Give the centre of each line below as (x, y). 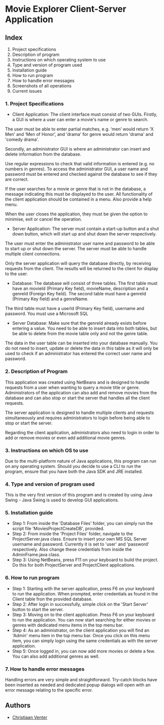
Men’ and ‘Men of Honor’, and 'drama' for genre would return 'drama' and (79, 134)
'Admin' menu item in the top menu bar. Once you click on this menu (81, 635)
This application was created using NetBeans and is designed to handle (77, 382)
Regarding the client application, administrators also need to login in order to (82, 432)
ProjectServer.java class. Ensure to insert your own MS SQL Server (80, 539)
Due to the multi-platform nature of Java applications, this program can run (81, 461)
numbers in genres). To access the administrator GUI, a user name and (76, 169)
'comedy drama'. (22, 140)
